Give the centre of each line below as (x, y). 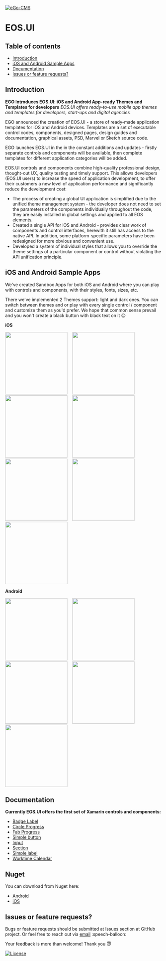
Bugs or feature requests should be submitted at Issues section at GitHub (80, 929)
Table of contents (33, 46)
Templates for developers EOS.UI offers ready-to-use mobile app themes (81, 107)
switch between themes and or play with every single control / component (81, 305)
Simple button (27, 837)
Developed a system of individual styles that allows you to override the (85, 246)
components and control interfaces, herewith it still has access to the (83, 230)
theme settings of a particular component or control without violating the (87, 251)
